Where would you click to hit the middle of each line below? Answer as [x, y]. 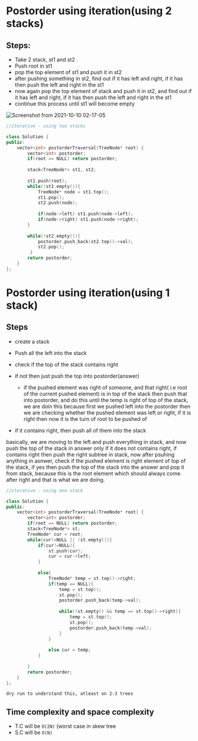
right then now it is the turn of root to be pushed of [85, 419]
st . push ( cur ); [66, 551]
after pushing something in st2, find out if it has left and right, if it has [99, 79]
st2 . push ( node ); [58, 203]
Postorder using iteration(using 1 [88, 293]
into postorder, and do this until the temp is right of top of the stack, [106, 400]
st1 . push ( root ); [47, 181]
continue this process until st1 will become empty [74, 104]
